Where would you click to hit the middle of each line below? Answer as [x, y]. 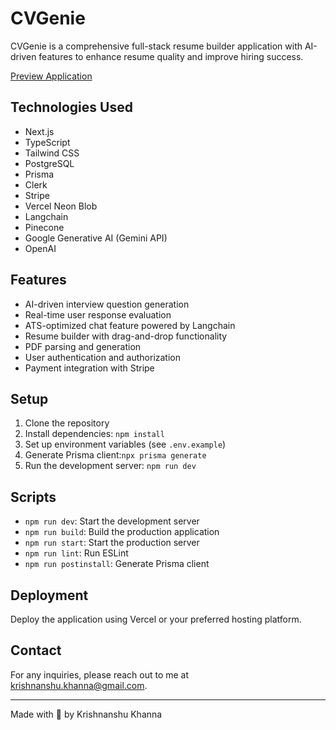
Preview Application [51, 76]
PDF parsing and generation [83, 346]
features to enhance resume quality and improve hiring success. [171, 56]
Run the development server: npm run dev [110, 466]
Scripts [33, 497]
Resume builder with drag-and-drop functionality [126, 336]
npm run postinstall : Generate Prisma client [117, 564]
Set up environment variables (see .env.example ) [125, 444]
